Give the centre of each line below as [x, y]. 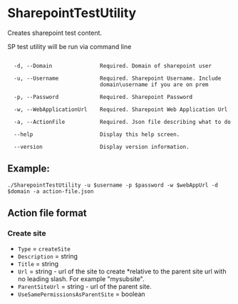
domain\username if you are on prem [154, 84]
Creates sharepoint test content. [55, 33]
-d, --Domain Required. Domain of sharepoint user [113, 65]
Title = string [38, 264]
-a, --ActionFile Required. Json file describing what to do [123, 122]
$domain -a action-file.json [51, 191]
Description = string [48, 256]
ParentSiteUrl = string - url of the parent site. [84, 287]
